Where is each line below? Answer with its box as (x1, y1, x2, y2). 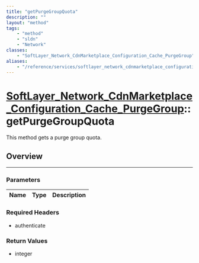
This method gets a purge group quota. (6, 134, 102, 141)
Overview (6, 151, 43, 161)
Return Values (6, 236, 48, 245)
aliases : (6, 58, 28, 64)
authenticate (14, 222, 46, 229)
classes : (6, 47, 28, 53)
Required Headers (6, 209, 59, 217)
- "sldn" (17, 36, 38, 42)
